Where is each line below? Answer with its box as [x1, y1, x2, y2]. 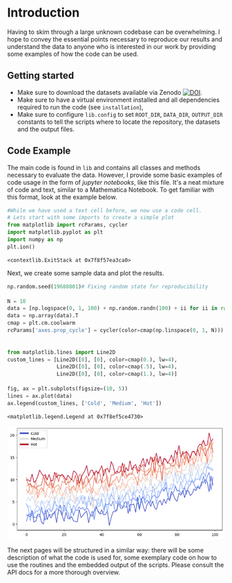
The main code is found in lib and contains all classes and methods [7, 163, 201, 172]
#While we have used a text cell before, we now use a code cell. [7, 207, 202, 214]
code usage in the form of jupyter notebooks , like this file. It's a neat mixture [7, 178, 224, 186]
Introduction [7, 5, 80, 21]
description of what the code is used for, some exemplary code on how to [7, 553, 217, 562]
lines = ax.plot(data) [7, 392, 72, 399]
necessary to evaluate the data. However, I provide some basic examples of [7, 171, 222, 179]
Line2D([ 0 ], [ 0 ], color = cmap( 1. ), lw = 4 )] [56, 371, 177, 378]
